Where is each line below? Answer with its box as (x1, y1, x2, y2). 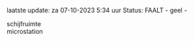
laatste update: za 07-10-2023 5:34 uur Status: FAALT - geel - (6, 6, 188, 14)
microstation (6, 28, 43, 35)
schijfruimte (6, 20, 42, 28)
